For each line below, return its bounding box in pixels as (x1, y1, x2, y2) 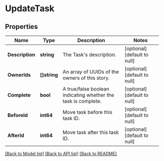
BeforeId (7, 112, 28, 118)
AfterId (7, 132, 24, 138)
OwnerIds (7, 71, 31, 78)
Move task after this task (62, 129, 119, 136)
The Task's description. (62, 51, 117, 58)
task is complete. (62, 98, 102, 104)
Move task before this (62, 109, 113, 115)
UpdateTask (5, 3, 55, 14)
